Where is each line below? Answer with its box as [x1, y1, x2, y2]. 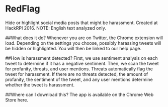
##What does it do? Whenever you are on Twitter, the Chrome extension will [5, 35, 163, 41]
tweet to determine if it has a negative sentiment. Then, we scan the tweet [5, 60, 159, 66]
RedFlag [5, 3, 40, 15]
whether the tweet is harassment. [5, 81, 74, 88]
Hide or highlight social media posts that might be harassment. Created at [5, 20, 158, 26]
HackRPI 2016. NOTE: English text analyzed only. [5, 25, 107, 31]
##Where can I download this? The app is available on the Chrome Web [5, 91, 154, 97]
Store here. [5, 96, 29, 103]
